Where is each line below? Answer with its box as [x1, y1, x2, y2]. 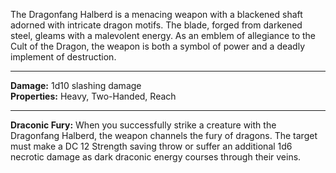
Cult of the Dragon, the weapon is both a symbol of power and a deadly [10, 40, 306, 52]
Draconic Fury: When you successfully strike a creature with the [10, 119, 277, 131]
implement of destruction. [10, 51, 117, 63]
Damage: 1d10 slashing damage [10, 80, 142, 91]
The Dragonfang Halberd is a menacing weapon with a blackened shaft [10, 9, 303, 20]
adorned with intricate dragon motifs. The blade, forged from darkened [10, 19, 303, 31]
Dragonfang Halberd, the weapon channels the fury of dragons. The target [10, 130, 318, 141]
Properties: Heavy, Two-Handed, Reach [10, 90, 177, 102]
